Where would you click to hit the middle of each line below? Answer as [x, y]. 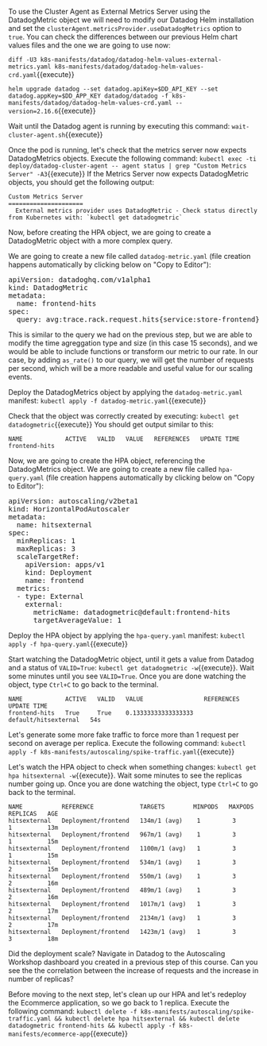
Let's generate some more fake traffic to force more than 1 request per [124, 735]
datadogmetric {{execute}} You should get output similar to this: [111, 425]
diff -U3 [23, 60]
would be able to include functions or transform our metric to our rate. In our [133, 351]
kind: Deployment [59, 572]
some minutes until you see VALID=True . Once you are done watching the [127, 676]
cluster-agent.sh [37, 135]
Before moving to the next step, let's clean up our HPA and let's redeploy [128, 994]
